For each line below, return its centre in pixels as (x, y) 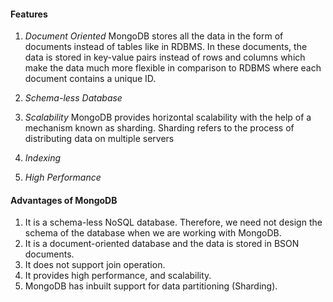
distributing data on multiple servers (99, 139)
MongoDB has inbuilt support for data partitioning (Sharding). (151, 286)
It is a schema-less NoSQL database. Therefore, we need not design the (173, 222)
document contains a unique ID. (90, 79)
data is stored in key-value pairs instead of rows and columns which (165, 57)
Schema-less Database (73, 98)
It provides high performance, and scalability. (118, 276)
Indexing (43, 158)
